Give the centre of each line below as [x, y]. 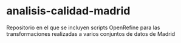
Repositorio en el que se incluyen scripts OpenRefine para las [83, 27]
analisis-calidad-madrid [68, 11]
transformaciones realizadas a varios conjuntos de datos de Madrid [91, 33]
